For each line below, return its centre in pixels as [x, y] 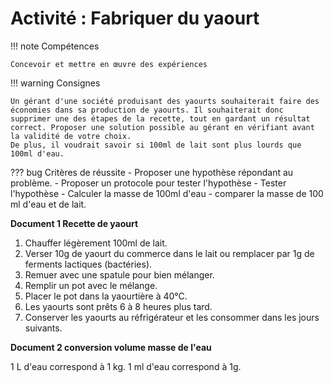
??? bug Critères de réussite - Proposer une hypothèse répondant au [152, 172]
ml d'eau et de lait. [48, 204]
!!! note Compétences [55, 46]
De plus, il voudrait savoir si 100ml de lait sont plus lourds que [156, 145]
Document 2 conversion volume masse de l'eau [111, 347]
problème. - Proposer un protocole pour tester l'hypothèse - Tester [148, 183]
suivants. [43, 328]
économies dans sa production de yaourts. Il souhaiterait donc [147, 110]
